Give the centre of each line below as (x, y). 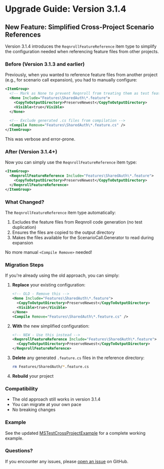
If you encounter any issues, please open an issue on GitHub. (67, 461)
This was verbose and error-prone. (40, 139)
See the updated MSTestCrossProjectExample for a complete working (75, 433)
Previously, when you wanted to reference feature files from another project (81, 75)
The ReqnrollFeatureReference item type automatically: (61, 213)
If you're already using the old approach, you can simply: (62, 275)
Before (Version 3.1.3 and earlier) (45, 64)
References (23, 34)
